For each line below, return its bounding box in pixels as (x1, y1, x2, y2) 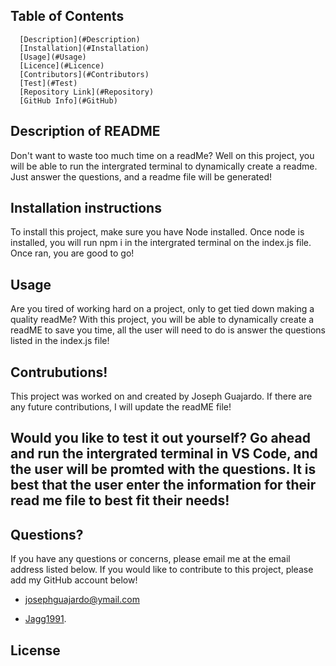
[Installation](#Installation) (19, 43, 150, 53)
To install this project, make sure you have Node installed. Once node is (10, 226, 305, 238)
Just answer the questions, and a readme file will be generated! (10, 170, 273, 183)
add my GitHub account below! (10, 574, 138, 586)
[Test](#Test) (19, 78, 78, 88)
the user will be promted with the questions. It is (10, 461, 317, 478)
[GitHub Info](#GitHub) (19, 95, 118, 106)
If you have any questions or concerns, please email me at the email (10, 553, 291, 565)
